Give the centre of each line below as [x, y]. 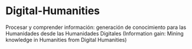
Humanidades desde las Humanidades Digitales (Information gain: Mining [95, 33]
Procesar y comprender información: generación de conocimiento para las [96, 27]
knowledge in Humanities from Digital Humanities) [66, 40]
